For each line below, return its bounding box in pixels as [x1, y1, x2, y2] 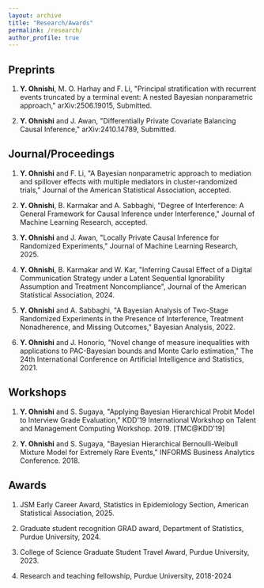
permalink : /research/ [8, 26, 83, 34]
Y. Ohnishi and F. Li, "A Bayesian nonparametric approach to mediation [19, 168, 251, 178]
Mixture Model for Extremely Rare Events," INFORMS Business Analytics [19, 447, 255, 457]
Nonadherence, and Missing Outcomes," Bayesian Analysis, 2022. [19, 322, 236, 332]
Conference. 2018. [19, 456, 81, 465]
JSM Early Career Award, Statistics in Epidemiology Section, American [19, 499, 249, 509]
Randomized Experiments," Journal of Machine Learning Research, [19, 241, 239, 250]
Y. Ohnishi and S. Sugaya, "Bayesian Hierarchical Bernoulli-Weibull [19, 438, 239, 448]
